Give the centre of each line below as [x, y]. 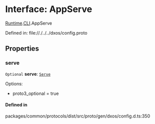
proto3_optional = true [35, 93]
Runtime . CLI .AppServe [29, 23]
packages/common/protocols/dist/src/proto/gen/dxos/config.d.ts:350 [78, 116]
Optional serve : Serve [28, 74]
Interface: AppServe [49, 9]
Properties [22, 49]
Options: [14, 83]
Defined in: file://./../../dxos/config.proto [46, 33]
